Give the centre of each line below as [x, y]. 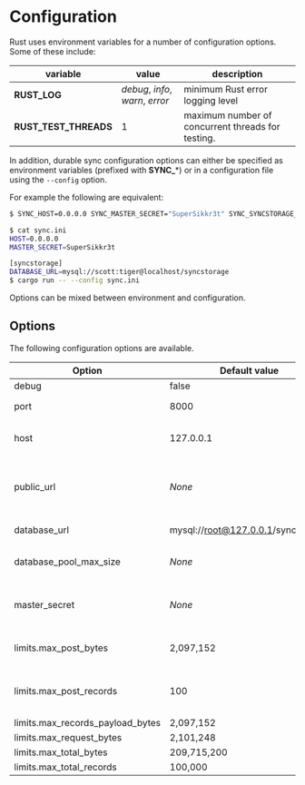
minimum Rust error [226, 89]
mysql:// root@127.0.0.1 [221, 530]
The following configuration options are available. [102, 348]
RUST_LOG [38, 94]
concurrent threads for [232, 126]
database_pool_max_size [67, 562]
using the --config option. [58, 180]
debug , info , [147, 89]
